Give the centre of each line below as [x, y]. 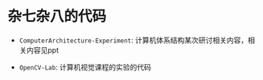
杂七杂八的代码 [57, 16]
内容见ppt [43, 50]
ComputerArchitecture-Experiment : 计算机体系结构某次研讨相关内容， [134, 40]
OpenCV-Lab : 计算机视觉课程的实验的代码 [85, 67]
